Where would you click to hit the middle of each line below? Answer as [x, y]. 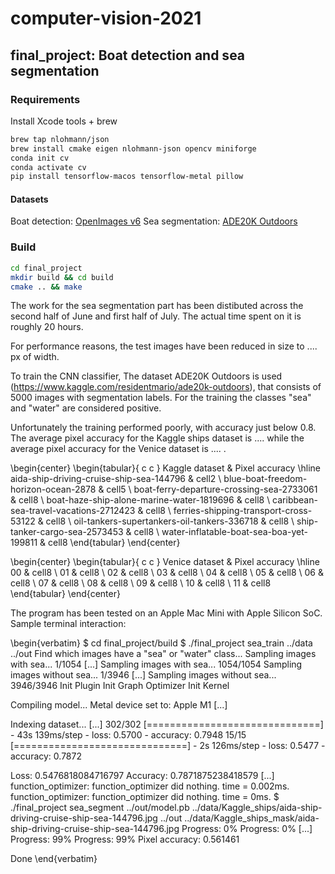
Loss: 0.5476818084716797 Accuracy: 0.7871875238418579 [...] [142, 776]
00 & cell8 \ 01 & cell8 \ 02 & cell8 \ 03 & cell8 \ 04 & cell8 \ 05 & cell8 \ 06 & [167, 573]
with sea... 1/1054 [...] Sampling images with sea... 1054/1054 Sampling [156, 664]
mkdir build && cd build [62, 277]
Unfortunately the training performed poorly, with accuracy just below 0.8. [163, 428]
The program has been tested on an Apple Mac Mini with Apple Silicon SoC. [166, 613]
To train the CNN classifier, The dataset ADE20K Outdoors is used [146, 376]
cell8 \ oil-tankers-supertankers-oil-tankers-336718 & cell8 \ [170, 521]
